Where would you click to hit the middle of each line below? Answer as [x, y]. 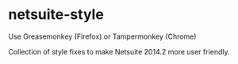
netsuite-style [56, 15]
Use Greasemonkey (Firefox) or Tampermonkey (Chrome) [102, 36]
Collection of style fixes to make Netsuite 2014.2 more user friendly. [119, 51]
